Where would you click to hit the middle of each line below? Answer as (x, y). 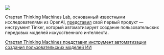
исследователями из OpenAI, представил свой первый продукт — (74, 22)
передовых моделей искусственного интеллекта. (57, 32)
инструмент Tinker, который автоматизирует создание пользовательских (82, 27)
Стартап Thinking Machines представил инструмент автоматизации (76, 42)
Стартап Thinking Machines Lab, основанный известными (65, 17)
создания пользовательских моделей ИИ (48, 47)
